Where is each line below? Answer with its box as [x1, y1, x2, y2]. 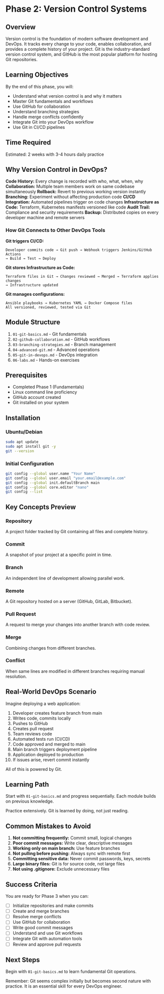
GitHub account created [12, 394, 61, 400]
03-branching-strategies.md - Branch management [12, 341, 116, 347]
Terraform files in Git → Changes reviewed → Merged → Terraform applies [5, 274, 159, 279]
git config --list [5, 489, 43, 494]
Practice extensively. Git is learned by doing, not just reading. [5, 808, 129, 814]
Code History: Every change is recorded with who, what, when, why [5, 178, 143, 184]
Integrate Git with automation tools [12, 936, 82, 942]
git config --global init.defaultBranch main [5, 480, 100, 485]
